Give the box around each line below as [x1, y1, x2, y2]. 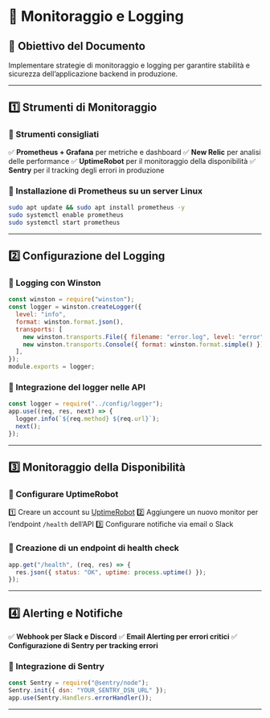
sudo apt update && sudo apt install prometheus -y [8, 203, 185, 211]
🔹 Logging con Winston [8, 277, 101, 288]
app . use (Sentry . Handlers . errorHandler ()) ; [8, 694, 153, 702]
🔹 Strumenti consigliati [8, 129, 99, 140]
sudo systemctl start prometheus [8, 218, 121, 226]
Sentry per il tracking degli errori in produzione [8, 165, 165, 175]
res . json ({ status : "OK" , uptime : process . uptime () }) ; [15, 568, 207, 577]
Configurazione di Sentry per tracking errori [8, 641, 158, 651]
